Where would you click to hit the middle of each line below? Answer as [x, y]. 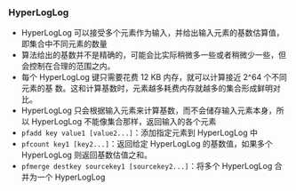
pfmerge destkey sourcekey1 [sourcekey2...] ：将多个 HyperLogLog [147, 166]
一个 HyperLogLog [71, 177]
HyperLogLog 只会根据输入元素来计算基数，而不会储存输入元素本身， [149, 111]
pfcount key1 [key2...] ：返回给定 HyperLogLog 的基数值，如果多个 [147, 144]
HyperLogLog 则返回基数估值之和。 [87, 155]
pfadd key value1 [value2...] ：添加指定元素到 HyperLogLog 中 [140, 133]
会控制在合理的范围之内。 [68, 66]
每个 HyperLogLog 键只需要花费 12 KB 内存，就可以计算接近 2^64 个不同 [154, 77]
